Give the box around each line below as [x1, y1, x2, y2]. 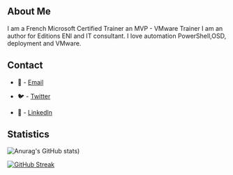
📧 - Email [17, 78, 44, 86]
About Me [7, 6, 51, 17]
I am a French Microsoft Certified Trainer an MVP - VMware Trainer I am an [7, 24, 223, 32]
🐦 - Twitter [17, 92, 51, 100]
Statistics [7, 129, 50, 141]
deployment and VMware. [7, 38, 82, 48]
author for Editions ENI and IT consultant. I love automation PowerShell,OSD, [7, 31, 227, 40]
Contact [7, 59, 43, 71]
